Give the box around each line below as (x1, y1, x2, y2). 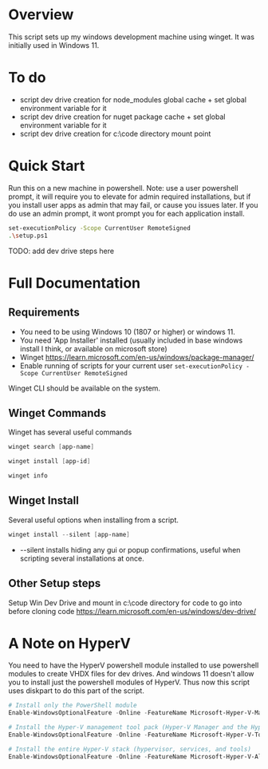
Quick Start (8, 157, 85, 175)
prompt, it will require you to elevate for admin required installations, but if (8, 192, 251, 201)
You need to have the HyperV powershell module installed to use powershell (8, 660, 259, 670)
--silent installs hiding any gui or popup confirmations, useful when (19, 545, 241, 554)
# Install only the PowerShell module (8, 701, 137, 710)
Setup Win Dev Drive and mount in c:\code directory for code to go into (8, 597, 242, 608)
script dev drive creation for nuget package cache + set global (19, 112, 226, 121)
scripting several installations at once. (19, 553, 145, 563)
